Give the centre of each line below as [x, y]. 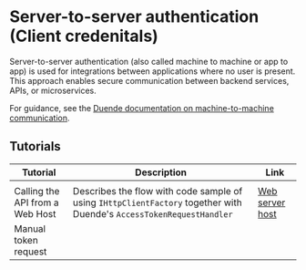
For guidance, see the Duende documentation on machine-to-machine [142, 108]
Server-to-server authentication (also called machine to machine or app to [149, 61]
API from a [36, 202]
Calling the [37, 191]
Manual [30, 228]
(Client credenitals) [84, 36]
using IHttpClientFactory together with [158, 202]
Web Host [35, 213]
